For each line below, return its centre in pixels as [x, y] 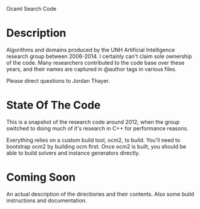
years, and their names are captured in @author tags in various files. [92, 69]
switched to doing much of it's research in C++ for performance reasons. [98, 128]
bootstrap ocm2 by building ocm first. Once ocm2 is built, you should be [96, 146]
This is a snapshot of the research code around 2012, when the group [93, 122]
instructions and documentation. [47, 200]
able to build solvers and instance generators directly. [73, 153]
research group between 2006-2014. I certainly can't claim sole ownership [99, 56]
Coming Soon [41, 177]
